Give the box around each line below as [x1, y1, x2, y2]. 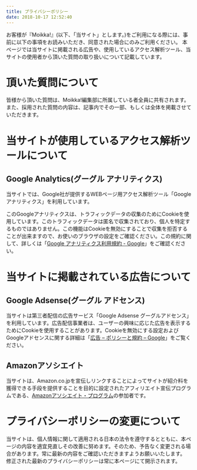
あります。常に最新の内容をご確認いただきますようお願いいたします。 [16, 450, 186, 457]
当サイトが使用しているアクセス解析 [6, 134, 181, 147]
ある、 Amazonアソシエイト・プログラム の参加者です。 [16, 392, 149, 399]
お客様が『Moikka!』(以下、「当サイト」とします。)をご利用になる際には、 [6, 31, 183, 38]
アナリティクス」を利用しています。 [6, 198, 93, 205]
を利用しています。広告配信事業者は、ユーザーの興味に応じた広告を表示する [6, 319, 191, 327]
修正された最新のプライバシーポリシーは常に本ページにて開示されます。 [6, 458, 181, 465]
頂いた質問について [6, 76, 99, 89]
